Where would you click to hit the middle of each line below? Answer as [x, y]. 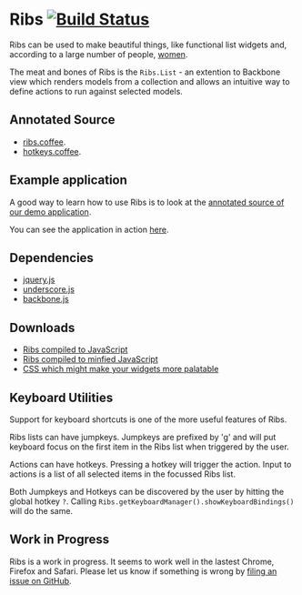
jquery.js [39, 280]
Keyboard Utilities [61, 397]
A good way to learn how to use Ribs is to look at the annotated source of [147, 202]
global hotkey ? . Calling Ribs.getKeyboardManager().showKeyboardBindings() [152, 501]
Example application [68, 181]
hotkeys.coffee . [52, 151]
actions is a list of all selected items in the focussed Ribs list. [123, 474]
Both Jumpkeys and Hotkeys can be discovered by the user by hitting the [147, 492]
